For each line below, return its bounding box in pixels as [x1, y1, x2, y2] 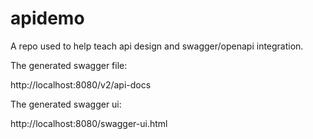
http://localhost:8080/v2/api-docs [10, 78, 152, 91]
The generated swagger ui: [10, 98, 122, 110]
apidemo [10, 7, 85, 30]
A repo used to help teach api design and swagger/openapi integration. [10, 40, 304, 52]
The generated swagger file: [10, 59, 128, 71]
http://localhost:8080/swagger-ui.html [10, 117, 168, 129]
